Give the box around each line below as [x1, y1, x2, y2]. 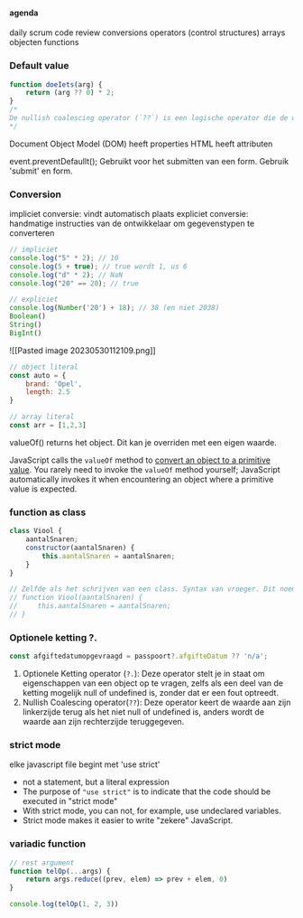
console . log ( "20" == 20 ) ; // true [9, 278, 140, 288]
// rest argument [9, 858, 75, 867]
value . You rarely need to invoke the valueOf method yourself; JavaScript [9, 464, 281, 474]
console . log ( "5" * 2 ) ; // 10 [9, 253, 119, 262]
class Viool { [9, 527, 63, 536]
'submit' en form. [9, 165, 74, 176]
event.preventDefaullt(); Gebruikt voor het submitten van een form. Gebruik [9, 155, 289, 166]
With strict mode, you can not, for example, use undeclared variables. [22, 805, 282, 817]
